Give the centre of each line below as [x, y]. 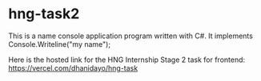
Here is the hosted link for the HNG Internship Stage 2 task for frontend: [127, 60]
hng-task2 [44, 14]
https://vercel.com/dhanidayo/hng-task [73, 67]
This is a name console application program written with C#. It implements [131, 36]
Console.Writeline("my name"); [59, 44]
